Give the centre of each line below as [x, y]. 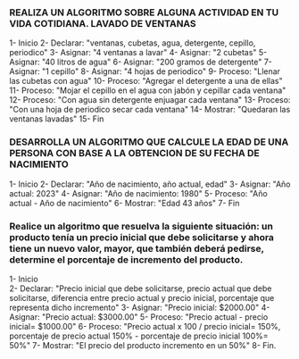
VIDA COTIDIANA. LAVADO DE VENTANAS [103, 23]
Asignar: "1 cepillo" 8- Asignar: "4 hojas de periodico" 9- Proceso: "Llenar [145, 71]
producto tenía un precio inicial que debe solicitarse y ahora [142, 237]
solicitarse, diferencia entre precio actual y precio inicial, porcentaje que [142, 297]
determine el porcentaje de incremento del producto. [126, 259]
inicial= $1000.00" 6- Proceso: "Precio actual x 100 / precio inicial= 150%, [145, 326]
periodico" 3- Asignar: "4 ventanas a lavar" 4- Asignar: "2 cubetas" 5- [138, 53]
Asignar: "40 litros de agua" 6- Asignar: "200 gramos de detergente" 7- [141, 62]
